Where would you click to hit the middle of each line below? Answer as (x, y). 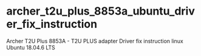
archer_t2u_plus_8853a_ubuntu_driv (101, 11)
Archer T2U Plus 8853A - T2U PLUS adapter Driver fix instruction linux (95, 41)
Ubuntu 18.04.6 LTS (31, 47)
